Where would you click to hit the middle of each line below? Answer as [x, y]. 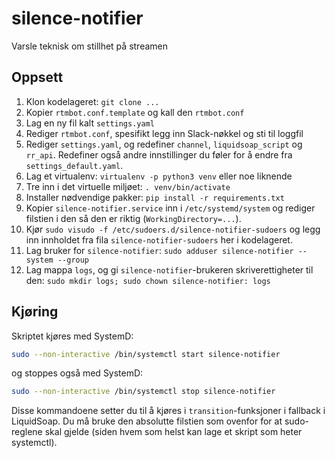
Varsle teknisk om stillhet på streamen [89, 46]
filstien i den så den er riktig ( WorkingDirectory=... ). [133, 218]
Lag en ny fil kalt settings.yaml [90, 123]
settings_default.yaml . [74, 165]
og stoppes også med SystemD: [77, 373]
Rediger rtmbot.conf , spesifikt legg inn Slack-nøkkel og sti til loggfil [164, 133]
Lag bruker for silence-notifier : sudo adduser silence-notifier [159, 250]
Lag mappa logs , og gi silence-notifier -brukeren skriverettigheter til [169, 269]
